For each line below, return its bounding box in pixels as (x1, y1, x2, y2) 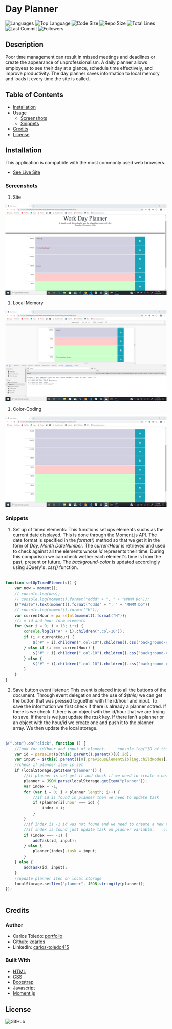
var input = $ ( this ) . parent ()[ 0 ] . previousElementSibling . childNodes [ (14, 757, 166, 762)
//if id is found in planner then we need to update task (32, 795, 159, 800)
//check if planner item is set (14, 762, 83, 768)
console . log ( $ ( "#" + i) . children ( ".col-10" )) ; (24, 629, 125, 634)
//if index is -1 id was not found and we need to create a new (24, 822, 164, 827)
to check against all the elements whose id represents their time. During (12, 548, 165, 554)
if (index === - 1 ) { (24, 833, 68, 838)
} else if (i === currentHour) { (24, 645, 95, 650)
